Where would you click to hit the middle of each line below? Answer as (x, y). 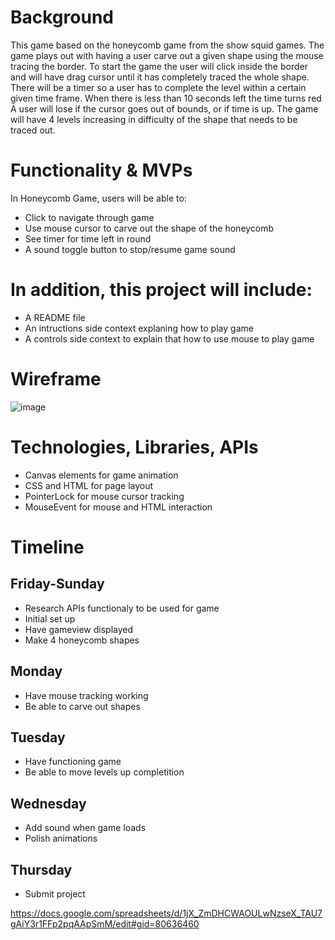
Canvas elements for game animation (101, 475)
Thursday (41, 869)
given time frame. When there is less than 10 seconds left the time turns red (166, 98)
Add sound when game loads (85, 828)
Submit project (55, 893)
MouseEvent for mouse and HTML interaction (118, 507)
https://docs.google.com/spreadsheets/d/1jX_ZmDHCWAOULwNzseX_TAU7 (166, 913)
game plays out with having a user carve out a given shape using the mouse (167, 55)
